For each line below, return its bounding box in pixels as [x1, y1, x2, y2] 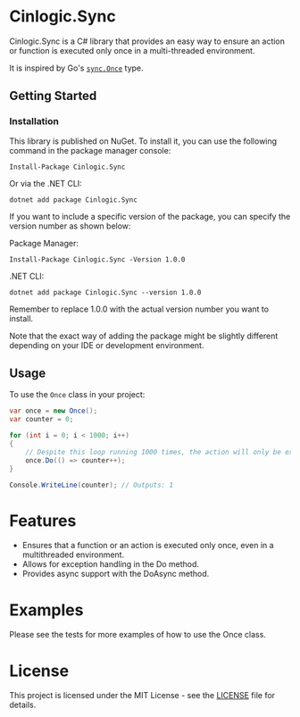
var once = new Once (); [9, 406, 98, 416]
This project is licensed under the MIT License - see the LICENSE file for [9, 690, 275, 701]
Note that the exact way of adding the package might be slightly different [9, 330, 279, 341]
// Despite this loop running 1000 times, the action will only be [25, 447, 281, 456]
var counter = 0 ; [9, 415, 74, 424]
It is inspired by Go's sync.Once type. [9, 63, 145, 73]
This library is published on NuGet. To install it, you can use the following [9, 136, 278, 146]
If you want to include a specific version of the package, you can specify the [9, 211, 291, 221]
